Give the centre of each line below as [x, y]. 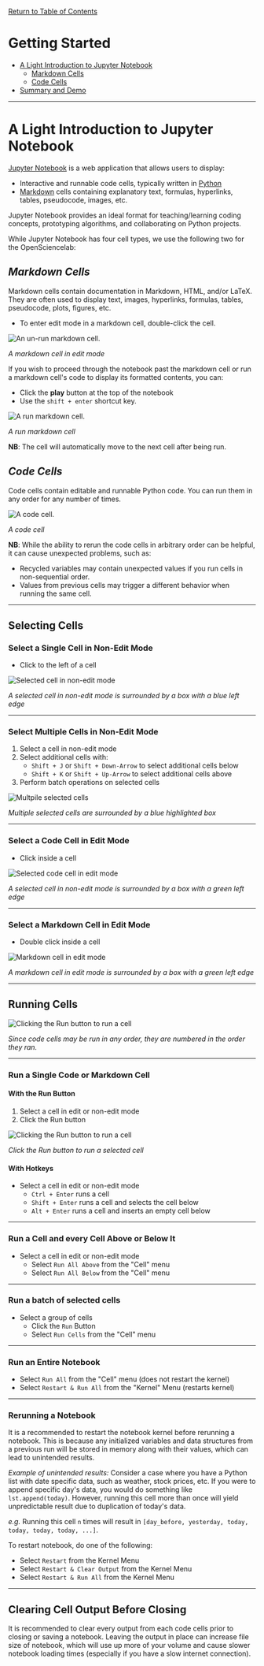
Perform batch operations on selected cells [89, 783]
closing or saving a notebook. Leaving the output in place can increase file [128, 1637]
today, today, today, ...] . [53, 1530]
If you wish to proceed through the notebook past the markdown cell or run [130, 369]
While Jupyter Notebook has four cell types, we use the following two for [126, 239]
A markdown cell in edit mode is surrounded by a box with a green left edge [131, 972]
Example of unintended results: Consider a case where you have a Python [128, 1473]
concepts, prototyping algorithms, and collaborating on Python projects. [125, 223]
